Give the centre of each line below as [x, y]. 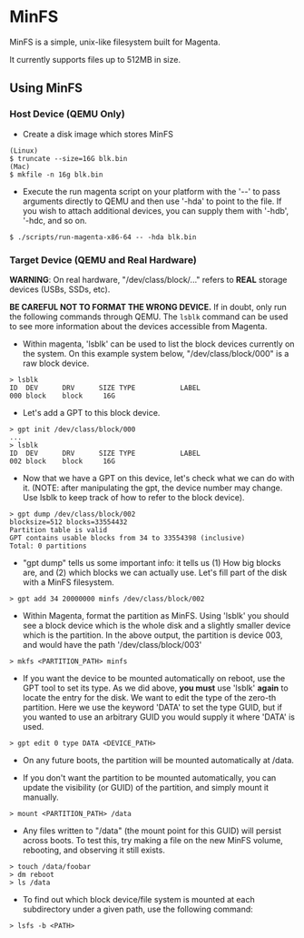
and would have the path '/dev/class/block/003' [112, 644]
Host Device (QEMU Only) [67, 114]
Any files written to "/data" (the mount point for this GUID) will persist [152, 831]
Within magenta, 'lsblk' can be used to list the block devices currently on [158, 344]
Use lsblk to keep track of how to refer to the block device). [133, 497]
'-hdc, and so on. [55, 220]
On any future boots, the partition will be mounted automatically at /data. [158, 760]
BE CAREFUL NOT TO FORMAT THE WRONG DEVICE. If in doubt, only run [148, 307]
